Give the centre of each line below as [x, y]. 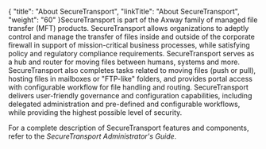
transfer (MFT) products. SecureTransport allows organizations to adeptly [129, 28]
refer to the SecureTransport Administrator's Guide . [93, 136]
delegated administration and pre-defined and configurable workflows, [124, 104]
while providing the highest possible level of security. [95, 113]
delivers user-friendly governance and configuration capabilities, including [130, 96]
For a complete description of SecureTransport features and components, [129, 128]
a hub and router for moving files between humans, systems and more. [124, 62]
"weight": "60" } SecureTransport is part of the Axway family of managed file [133, 20]
